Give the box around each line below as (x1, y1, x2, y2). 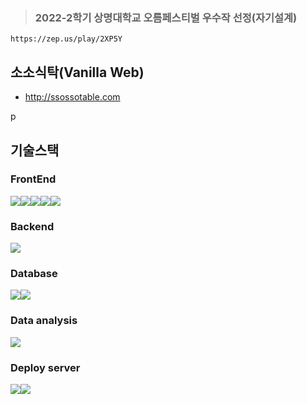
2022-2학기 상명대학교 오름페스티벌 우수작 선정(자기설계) (34, 10, 298, 24)
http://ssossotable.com (24, 91, 121, 103)
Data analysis (10, 314, 78, 328)
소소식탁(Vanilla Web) (10, 64, 145, 81)
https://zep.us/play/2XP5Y (10, 34, 123, 44)
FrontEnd (10, 172, 57, 186)
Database (10, 267, 58, 281)
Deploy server (10, 360, 81, 374)
